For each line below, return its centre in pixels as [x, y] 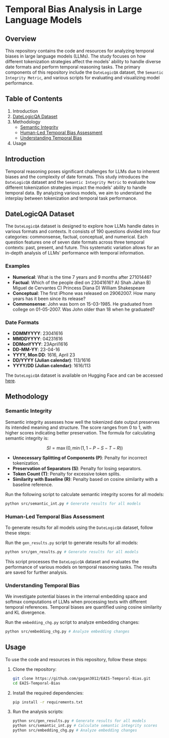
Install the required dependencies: [48, 693]
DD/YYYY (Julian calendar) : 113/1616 [51, 360]
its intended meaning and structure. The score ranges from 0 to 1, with [78, 427]
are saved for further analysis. [37, 572]
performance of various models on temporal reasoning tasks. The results [81, 567]
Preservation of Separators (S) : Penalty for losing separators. [77, 468]
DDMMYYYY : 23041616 [38, 333]
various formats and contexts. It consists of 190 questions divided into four [83, 231]
